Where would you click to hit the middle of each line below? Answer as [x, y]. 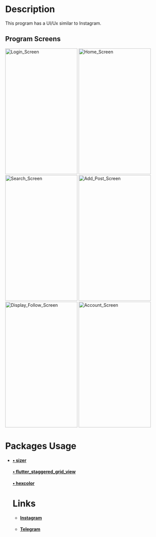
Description [30, 9]
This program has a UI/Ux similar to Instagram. [53, 23]
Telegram [30, 529]
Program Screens [33, 39]
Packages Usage [41, 446]
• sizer [19, 460]
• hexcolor [24, 483]
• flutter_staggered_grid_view [44, 472]
